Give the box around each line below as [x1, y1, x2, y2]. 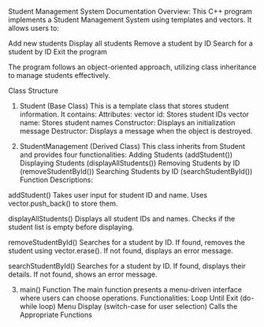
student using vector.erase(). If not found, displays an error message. [8, 246, 234, 255]
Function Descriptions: [19, 175, 93, 184]
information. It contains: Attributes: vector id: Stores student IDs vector [19, 110, 250, 119]
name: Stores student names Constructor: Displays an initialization [19, 118, 236, 127]
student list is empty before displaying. [8, 222, 134, 232]
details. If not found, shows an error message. [8, 269, 158, 279]
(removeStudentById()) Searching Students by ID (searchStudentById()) [19, 167, 253, 176]
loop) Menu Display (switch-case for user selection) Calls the [39, 302, 238, 310]
